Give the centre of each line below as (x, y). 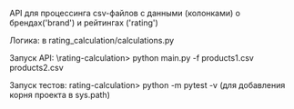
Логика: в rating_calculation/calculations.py (92, 40)
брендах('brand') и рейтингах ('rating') (84, 23)
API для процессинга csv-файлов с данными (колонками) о (125, 13)
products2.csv (36, 68)
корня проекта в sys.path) (60, 95)
